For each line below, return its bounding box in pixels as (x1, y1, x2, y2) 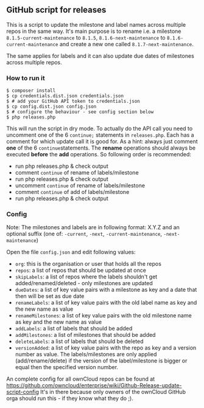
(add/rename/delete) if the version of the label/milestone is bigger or (15, 357, 188, 364)
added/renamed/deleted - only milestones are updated (15, 280, 153, 287)
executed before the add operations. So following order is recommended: (6, 151, 192, 158)
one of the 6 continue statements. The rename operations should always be (6, 144, 196, 151)
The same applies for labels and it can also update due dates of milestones (6, 52, 195, 60)
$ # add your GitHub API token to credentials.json (6, 99, 140, 105)
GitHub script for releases (6, 5, 107, 15)
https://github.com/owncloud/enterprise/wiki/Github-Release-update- (6, 382, 182, 389)
